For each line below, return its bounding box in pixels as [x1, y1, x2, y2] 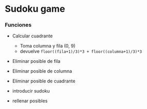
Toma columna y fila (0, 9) [20, 43, 76, 49]
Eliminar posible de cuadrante [12, 78, 76, 84]
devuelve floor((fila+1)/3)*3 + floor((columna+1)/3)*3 [20, 48, 142, 54]
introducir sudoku [12, 88, 50, 94]
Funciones [5, 21, 32, 29]
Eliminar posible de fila [12, 58, 61, 64]
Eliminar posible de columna [12, 68, 72, 74]
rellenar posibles [12, 98, 48, 104]
